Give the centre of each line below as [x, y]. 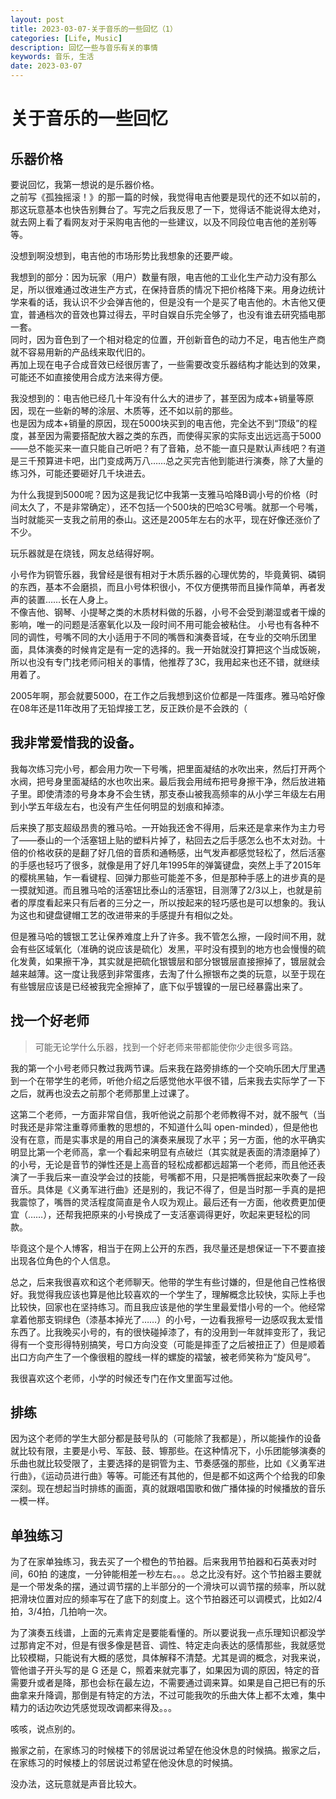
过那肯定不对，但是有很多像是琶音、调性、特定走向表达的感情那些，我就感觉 [168, 1645]
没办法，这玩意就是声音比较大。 [76, 1784]
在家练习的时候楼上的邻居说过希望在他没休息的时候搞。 [124, 1763]
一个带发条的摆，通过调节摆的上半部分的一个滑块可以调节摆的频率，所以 [167, 1587]
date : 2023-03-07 [46, 66]
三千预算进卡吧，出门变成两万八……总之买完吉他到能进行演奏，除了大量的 [171, 460]
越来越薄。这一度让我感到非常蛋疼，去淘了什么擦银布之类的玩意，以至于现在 [168, 973]
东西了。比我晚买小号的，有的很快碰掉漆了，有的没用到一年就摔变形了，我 [163, 1332]
